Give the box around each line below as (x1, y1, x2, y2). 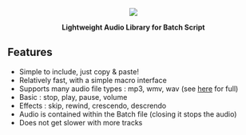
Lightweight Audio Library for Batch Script (61, 22, 205, 32)
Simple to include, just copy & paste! (18, 66, 139, 76)
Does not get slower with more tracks (18, 117, 143, 127)
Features (7, 46, 53, 59)
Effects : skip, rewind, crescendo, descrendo (18, 101, 167, 110)
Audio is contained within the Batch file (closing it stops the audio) (18, 109, 237, 119)
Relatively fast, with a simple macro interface (18, 75, 167, 85)
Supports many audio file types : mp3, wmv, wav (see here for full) (18, 84, 239, 93)
